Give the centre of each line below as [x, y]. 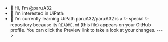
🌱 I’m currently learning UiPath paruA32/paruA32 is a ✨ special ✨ [79, 19]
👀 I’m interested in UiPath [37, 13]
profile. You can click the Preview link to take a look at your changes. [83, 30]
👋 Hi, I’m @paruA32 [31, 8]
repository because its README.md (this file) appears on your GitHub [80, 25]
